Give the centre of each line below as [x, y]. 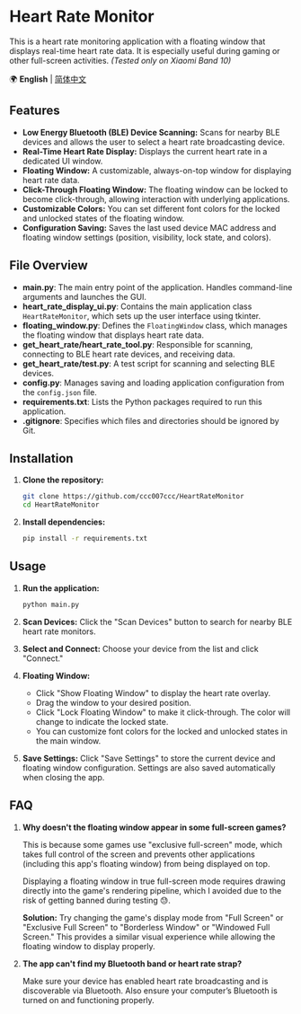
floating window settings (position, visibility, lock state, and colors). [146, 237]
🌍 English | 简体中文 [48, 79]
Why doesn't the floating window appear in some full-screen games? [154, 827]
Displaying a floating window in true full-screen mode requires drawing [154, 881]
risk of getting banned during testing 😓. [96, 900]
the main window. [68, 741]
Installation [41, 459]
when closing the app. [63, 777]
